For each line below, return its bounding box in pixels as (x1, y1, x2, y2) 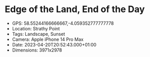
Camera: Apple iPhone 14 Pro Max (12, 36, 84, 42)
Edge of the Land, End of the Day (5, 4, 145, 15)
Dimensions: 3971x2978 (12, 47, 62, 53)
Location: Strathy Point (12, 25, 60, 31)
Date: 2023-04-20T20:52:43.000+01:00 (12, 41, 97, 47)
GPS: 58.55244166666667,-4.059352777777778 (12, 20, 114, 26)
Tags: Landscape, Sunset (12, 31, 65, 37)
